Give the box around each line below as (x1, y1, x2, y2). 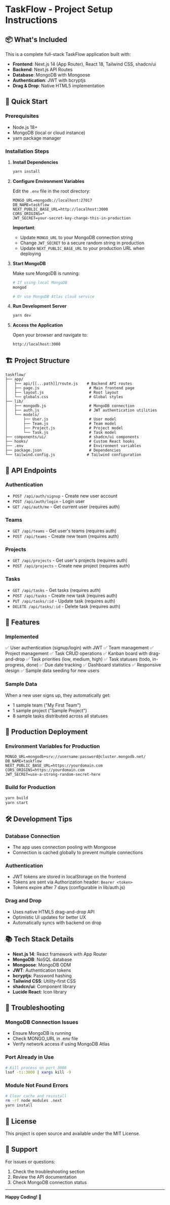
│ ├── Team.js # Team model (5, 421, 116, 426)
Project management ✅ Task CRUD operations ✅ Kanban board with (5, 650, 148, 656)
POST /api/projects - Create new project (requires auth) (12, 563, 130, 569)
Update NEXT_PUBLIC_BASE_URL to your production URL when (20, 245, 145, 251)
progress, (5, 662, 25, 668)
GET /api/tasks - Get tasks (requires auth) (12, 587, 101, 593)
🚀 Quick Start (5, 98, 48, 106)
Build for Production (5, 784, 56, 791)
